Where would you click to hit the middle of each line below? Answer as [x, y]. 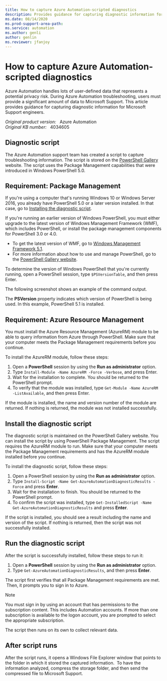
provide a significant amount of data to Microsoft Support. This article [77, 101]
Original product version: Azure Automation [51, 122]
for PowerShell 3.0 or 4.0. [31, 234]
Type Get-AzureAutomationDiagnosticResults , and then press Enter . [82, 570]
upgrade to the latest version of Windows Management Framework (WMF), [82, 224]
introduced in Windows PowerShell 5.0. [45, 170]
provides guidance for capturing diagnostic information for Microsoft [75, 107]
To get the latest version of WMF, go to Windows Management [76, 243]
